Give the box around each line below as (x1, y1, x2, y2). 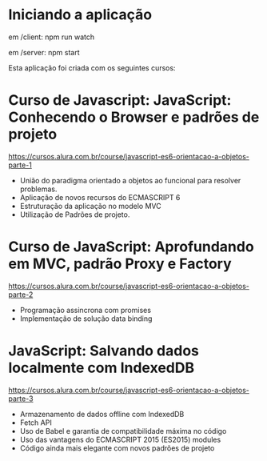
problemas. (19, 184, 58, 194)
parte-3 (8, 394, 34, 403)
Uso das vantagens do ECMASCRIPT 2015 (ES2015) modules (19, 435, 221, 444)
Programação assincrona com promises (19, 305, 152, 315)
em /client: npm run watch (8, 32, 95, 42)
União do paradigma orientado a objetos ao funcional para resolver (19, 175, 241, 185)
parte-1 (8, 160, 32, 170)
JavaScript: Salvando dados (8, 342, 200, 359)
